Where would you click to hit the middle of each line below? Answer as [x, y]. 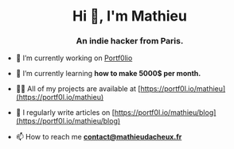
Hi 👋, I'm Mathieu [130, 16]
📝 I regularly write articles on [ [65, 113]
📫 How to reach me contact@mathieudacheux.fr [99, 137]
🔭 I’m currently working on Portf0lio [74, 58]
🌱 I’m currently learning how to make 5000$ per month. [108, 74]
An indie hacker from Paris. [130, 41]
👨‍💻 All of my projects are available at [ [78, 89]
